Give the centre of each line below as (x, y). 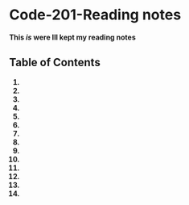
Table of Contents (55, 63)
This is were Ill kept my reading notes (72, 37)
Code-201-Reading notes (95, 15)
